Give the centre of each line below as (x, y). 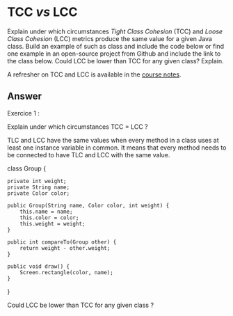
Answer (25, 96)
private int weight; (37, 181)
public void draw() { (39, 266)
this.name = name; (46, 212)
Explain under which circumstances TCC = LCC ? (78, 127)
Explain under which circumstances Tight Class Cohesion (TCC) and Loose (115, 31)
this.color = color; (49, 218)
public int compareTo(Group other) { (62, 242)
